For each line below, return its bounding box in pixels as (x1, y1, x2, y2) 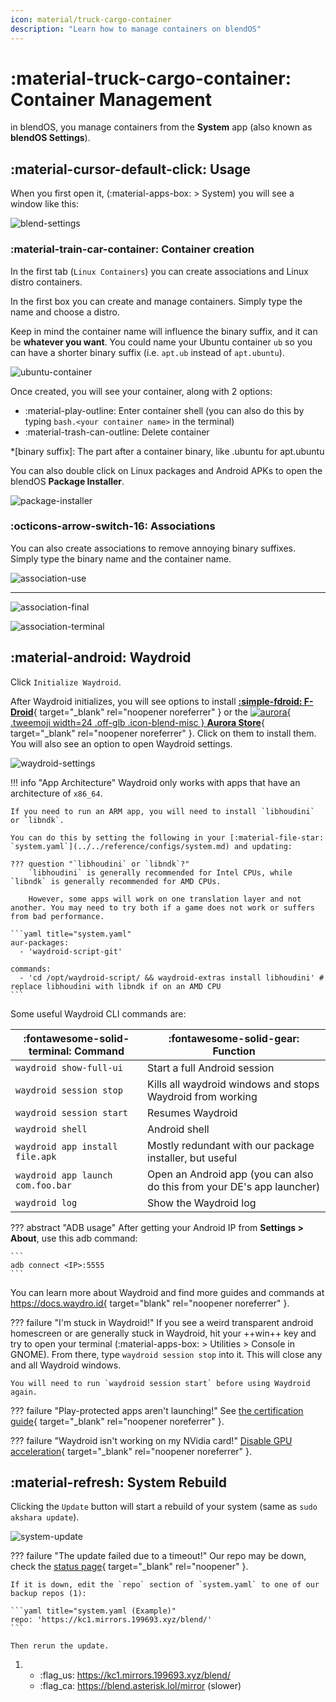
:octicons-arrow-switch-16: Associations (10, 519, 216, 533)
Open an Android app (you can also (147, 1167, 314, 1181)
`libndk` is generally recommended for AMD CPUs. (10, 876, 222, 886)
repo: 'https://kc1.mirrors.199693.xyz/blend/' (10, 1615, 213, 1625)
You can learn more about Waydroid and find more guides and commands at (10, 1286, 325, 1298)
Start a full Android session (147, 1061, 275, 1075)
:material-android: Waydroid (10, 649, 192, 666)
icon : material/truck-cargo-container (10, 14, 172, 25)
